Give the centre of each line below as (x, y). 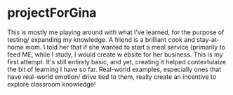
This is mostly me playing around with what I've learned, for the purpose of (116, 32)
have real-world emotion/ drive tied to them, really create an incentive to (112, 76)
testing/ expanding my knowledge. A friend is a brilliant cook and (101, 39)
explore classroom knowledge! (52, 84)
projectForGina (52, 13)
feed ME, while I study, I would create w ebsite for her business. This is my (115, 54)
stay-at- (208, 39)
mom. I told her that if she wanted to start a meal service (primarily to (126, 47)
